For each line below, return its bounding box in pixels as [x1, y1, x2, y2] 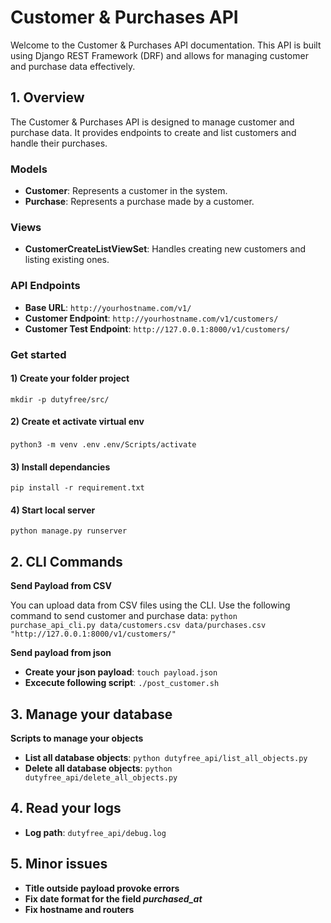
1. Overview [10, 89, 85, 106]
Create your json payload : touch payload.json [24, 666, 218, 678]
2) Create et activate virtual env [10, 416, 145, 428]
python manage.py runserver [10, 526, 128, 536]
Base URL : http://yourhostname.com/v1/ [24, 301, 192, 313]
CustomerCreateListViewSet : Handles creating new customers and [24, 243, 307, 255]
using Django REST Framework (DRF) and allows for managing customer [10, 49, 309, 61]
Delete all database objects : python [24, 762, 173, 774]
